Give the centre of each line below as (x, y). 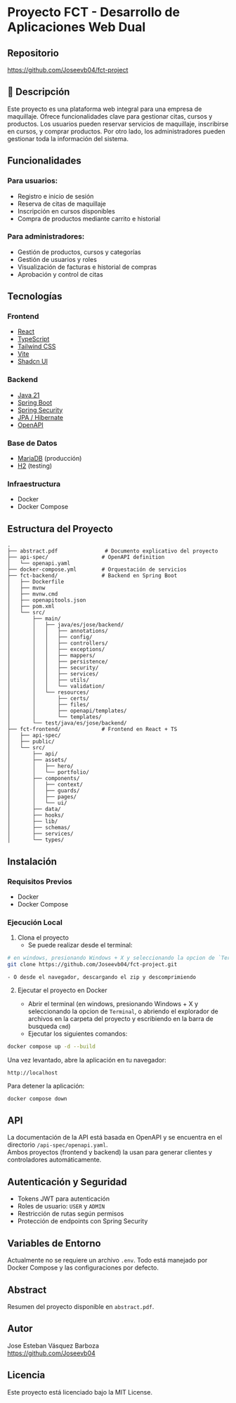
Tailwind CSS (37, 347)
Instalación (32, 861)
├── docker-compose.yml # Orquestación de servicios (97, 569)
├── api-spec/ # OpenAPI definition (86, 558)
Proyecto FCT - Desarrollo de (94, 12)
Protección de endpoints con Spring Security (83, 1221)
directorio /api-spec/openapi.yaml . (58, 1145)
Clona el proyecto (43, 937)
